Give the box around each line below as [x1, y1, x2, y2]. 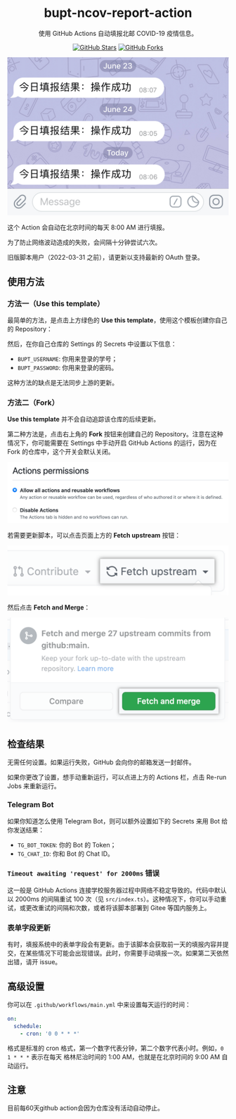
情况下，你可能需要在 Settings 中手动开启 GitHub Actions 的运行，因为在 [7, 438, 217, 448]
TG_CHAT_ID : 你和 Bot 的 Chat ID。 [17, 849, 114, 858]
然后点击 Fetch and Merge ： [7, 603, 91, 612]
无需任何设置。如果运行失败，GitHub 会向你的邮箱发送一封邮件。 [7, 758, 195, 766]
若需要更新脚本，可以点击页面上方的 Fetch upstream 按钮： [7, 531, 181, 540]
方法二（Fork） [7, 398, 60, 407]
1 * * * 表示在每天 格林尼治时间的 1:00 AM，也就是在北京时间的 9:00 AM [7, 1052, 221, 1061]
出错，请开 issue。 [7, 958, 62, 966]
